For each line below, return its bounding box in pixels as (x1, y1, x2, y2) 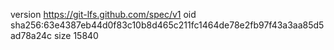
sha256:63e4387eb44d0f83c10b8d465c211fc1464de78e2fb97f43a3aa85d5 (10, 19, 325, 31)
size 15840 (53, 30, 99, 41)
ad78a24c (10, 30, 53, 41)
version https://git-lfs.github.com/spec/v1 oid (10, 9, 197, 20)
